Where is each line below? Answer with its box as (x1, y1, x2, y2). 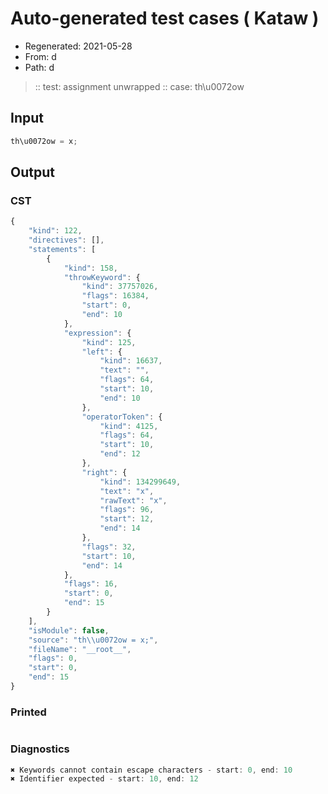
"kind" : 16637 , (99, 356, 163, 366)
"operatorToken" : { (81, 412, 163, 422)
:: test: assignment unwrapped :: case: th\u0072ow (34, 80, 245, 92)
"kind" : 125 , (81, 337, 137, 347)
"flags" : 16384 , (81, 291, 150, 301)
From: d (24, 50, 57, 62)
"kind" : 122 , (28, 226, 83, 236)
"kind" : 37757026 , (81, 282, 159, 292)
